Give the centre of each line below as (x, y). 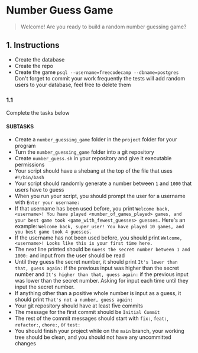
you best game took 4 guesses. (53, 232)
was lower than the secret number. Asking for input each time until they (102, 281)
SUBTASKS (20, 126)
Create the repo (34, 66)
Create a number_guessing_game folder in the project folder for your (96, 140)
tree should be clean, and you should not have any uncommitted (93, 337)
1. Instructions (33, 45)
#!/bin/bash (29, 178)
